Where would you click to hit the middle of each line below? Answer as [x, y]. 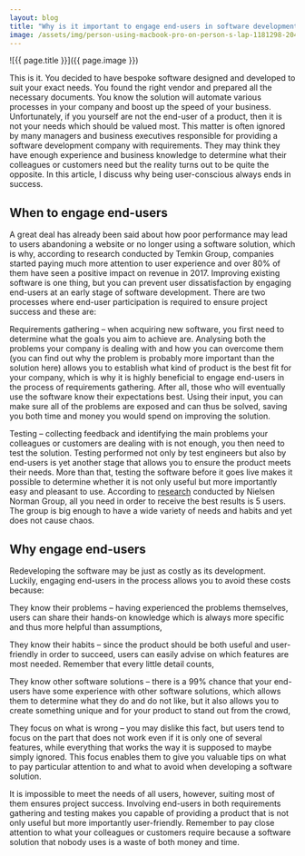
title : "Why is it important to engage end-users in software [129, 26]
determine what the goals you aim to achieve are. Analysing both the [138, 339]
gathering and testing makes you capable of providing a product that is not [149, 813]
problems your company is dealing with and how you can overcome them [147, 349]
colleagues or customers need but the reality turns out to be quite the [139, 165]
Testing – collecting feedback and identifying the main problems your [139, 434]
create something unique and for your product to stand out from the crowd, [150, 710]
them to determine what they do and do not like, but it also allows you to [144, 701]
